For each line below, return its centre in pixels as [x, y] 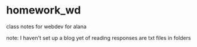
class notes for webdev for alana [46, 26]
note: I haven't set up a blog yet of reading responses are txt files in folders [98, 38]
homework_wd [44, 10]
